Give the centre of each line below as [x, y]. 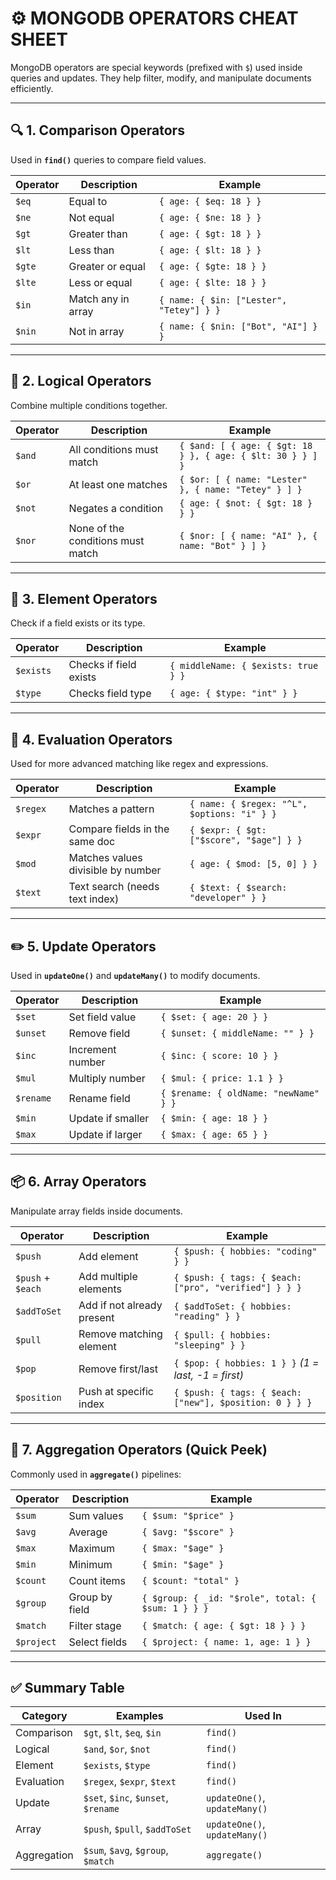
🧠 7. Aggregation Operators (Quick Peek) [139, 1450]
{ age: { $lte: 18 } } [212, 282]
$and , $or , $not [117, 1749]
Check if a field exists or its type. [78, 623]
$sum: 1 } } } [175, 1608]
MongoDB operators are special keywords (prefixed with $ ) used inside [156, 67]
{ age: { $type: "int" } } [233, 693]
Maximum [92, 1548]
